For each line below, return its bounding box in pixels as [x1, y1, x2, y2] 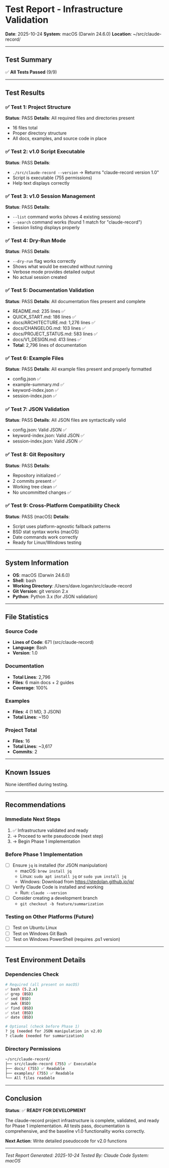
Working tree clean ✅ [12, 483, 57, 489]
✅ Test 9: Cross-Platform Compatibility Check [5, 502, 120, 509]
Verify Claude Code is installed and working [12, 884, 104, 890]
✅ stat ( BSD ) [5, 1010, 34, 1015]
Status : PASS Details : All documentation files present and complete [5, 298, 146, 304]
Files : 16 [12, 738, 30, 744]
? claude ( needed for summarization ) [5, 1034, 84, 1039]
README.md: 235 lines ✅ [12, 308, 65, 314]
